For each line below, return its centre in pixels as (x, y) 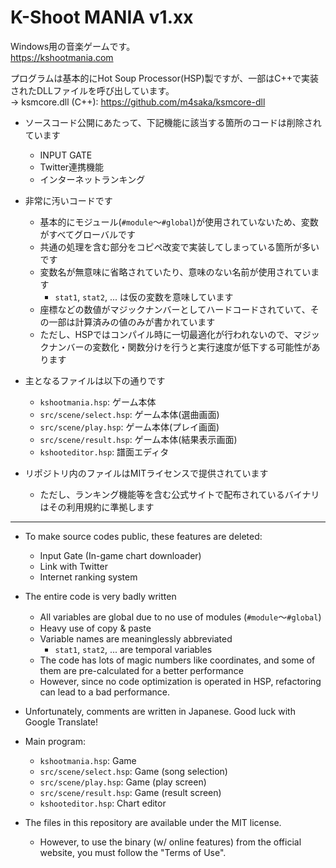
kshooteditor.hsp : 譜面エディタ (104, 452)
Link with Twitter (73, 566)
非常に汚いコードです (68, 200)
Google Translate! (61, 722)
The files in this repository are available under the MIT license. (153, 822)
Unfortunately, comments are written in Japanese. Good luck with (160, 711)
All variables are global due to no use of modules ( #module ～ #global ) (180, 617)
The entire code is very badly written (100, 596)
